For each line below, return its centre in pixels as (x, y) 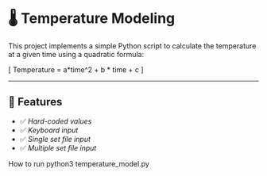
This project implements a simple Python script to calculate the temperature (132, 46)
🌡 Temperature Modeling (92, 19)
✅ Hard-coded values (56, 121)
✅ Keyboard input (49, 130)
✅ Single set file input (55, 139)
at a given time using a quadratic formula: (76, 54)
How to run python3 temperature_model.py (79, 163)
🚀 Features (35, 102)
